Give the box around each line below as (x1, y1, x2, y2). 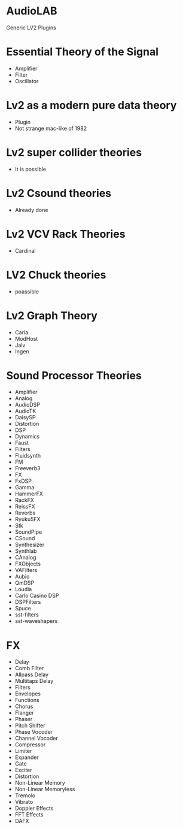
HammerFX (14, 490, 44, 498)
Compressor (14, 741, 46, 748)
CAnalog (14, 554, 36, 561)
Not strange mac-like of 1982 (14, 125, 87, 132)
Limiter (14, 748, 32, 755)
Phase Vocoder (14, 728, 53, 736)
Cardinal (14, 247, 36, 254)
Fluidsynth (14, 452, 41, 459)
